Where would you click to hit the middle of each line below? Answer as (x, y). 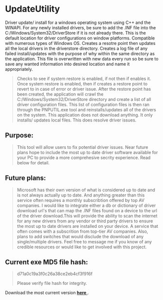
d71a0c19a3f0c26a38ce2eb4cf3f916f (55, 274)
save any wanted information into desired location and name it (67, 64)
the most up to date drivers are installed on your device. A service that (87, 226)
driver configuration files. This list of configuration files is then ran (83, 104)
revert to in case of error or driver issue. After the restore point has (84, 89)
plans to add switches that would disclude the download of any (80, 236)
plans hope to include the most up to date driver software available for (87, 152)
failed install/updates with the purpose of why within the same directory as (80, 53)
